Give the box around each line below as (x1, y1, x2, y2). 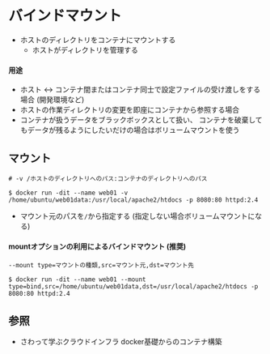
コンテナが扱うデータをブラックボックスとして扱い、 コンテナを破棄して (19, 115, 263, 125)
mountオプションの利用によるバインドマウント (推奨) (8, 241, 187, 251)
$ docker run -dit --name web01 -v (8, 189, 129, 197)
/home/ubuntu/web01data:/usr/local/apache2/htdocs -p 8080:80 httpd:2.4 (8, 195, 259, 204)
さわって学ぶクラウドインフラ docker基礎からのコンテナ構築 (19, 336, 222, 346)
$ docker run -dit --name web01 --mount (8, 275, 147, 284)
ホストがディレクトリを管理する (32, 45, 139, 54)
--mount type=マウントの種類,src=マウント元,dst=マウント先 (8, 262, 194, 270)
